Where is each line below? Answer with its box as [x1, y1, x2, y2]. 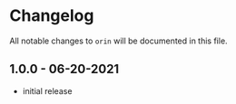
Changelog [9, 5, 94, 26]
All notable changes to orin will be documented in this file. [9, 35, 229, 46]
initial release [22, 85, 73, 96]
